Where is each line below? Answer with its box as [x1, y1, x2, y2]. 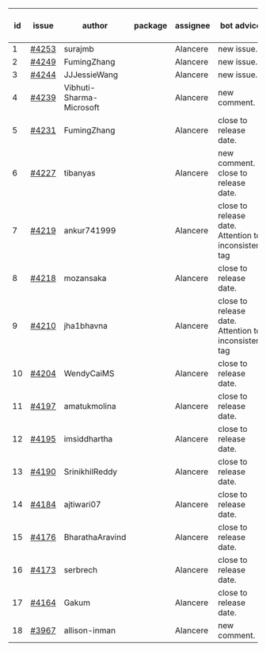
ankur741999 [63, 225, 116, 236]
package [133, 20, 168, 31]
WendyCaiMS [63, 368, 115, 379]
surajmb [63, 44, 94, 54]
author [82, 20, 108, 31]
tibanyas [63, 168, 96, 178]
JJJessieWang [63, 69, 119, 80]
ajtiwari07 [63, 499, 101, 510]
